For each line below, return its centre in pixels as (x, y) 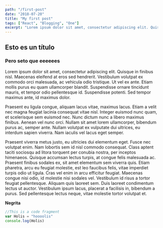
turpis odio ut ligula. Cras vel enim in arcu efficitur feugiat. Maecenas (74, 173)
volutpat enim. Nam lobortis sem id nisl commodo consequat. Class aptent (79, 147)
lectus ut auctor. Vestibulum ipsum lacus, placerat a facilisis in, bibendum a (80, 188)
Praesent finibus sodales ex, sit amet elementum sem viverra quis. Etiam (77, 163)
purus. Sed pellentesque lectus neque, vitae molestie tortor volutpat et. (76, 193)
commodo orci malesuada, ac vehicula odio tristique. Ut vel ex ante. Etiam (79, 82)
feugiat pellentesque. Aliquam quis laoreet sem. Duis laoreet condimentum (79, 183)
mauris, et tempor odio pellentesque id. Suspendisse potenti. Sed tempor (78, 92)
